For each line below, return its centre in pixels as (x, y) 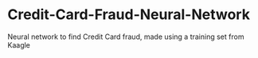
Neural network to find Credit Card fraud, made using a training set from (126, 37)
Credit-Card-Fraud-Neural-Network (129, 15)
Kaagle (19, 44)
